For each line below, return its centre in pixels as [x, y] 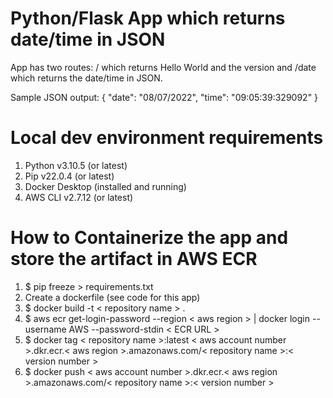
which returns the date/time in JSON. [86, 78]
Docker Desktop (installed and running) [105, 186]
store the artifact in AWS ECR [134, 259]
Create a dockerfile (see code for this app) [112, 297]
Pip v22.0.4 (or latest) [69, 176]
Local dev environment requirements [167, 138]
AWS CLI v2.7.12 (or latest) [79, 197]
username [45, 329]
